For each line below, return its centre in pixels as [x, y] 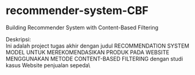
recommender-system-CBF [77, 11]
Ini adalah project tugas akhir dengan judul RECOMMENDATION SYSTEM [97, 46]
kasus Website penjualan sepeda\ [48, 65]
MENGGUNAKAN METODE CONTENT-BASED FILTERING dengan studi [94, 59]
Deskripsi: [18, 39]
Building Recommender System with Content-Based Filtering [82, 27]
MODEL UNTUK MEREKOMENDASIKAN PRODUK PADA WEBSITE [87, 52]
